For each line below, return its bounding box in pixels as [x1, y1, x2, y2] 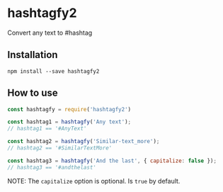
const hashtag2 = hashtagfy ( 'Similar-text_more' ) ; [7, 138, 160, 145]
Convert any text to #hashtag [7, 28, 93, 37]
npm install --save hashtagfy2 [7, 67, 100, 75]
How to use [7, 87, 58, 99]
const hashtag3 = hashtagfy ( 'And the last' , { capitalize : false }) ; [7, 157, 217, 164]
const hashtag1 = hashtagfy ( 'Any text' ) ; [7, 118, 132, 125]
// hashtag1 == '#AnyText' [7, 125, 87, 132]
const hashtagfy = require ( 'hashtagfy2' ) [7, 106, 132, 113]
